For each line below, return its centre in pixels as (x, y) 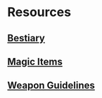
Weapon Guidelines (51, 86)
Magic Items (35, 61)
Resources (39, 12)
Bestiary (26, 38)
